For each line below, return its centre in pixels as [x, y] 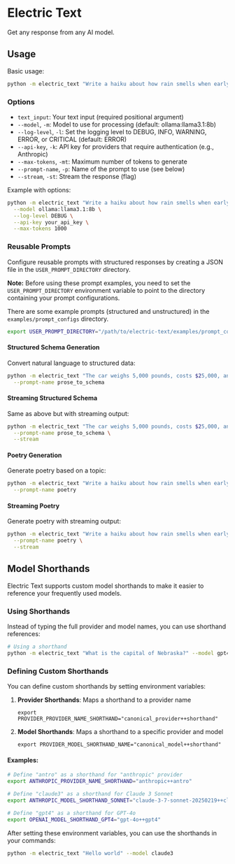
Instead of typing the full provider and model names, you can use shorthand [117, 626]
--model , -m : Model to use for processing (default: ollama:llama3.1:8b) [117, 124]
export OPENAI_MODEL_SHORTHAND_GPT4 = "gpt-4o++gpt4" [84, 819]
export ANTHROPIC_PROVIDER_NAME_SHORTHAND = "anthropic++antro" [100, 782]
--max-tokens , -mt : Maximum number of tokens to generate [102, 161]
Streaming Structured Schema [52, 398]
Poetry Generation [35, 455]
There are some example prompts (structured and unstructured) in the [108, 311]
